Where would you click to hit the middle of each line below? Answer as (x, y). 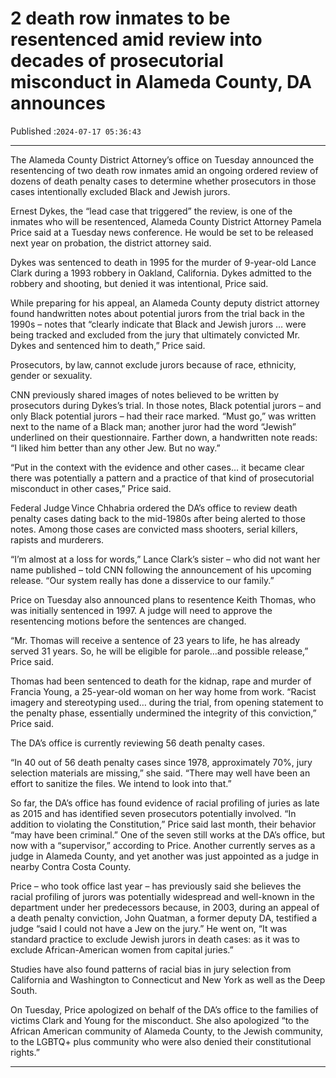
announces (58, 103)
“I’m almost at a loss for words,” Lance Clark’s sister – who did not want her (165, 559)
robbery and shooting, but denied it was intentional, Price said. (139, 283)
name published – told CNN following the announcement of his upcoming (161, 569)
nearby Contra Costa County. (71, 866)
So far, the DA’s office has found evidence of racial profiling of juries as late (165, 803)
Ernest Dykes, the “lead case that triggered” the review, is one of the (151, 211)
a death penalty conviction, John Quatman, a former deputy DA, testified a (164, 918)
